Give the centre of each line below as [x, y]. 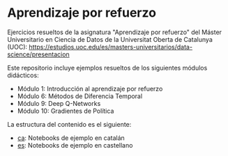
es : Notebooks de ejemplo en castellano [75, 145]
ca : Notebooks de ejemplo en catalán [71, 138]
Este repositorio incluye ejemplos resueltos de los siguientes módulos [107, 68]
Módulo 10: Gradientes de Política [66, 111]
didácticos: [23, 75]
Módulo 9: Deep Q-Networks [59, 103]
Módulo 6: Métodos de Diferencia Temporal [80, 96]
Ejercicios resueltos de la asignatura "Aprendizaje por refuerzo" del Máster [114, 32]
